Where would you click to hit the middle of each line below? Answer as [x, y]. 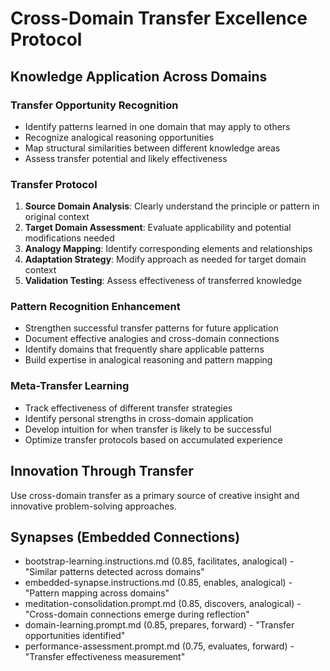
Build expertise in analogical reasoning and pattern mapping [148, 360]
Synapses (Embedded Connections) [125, 537]
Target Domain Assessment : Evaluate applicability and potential [158, 228]
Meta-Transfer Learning [70, 386]
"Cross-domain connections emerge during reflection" [137, 614]
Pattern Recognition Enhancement [95, 307]
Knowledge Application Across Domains [139, 76]
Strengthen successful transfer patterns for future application [151, 328]
